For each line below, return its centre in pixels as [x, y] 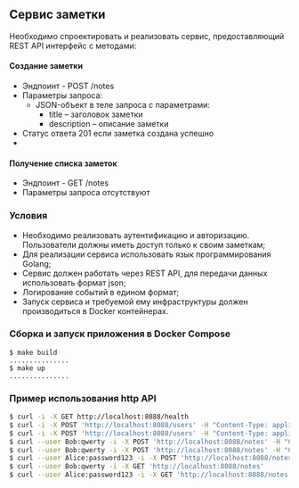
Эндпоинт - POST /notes [68, 86]
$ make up [28, 368]
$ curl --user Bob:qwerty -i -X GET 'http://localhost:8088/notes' [137, 467]
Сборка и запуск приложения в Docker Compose [120, 334]
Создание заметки [46, 66]
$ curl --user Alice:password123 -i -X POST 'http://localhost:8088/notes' [153, 459]
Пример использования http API [83, 398]
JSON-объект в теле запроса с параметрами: [123, 105]
